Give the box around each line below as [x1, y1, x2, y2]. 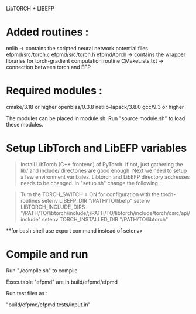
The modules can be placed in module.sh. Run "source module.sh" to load [6, 114, 185, 122]
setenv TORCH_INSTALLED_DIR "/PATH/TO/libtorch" [42, 216, 169, 223]
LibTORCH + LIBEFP [6, 5, 54, 12]
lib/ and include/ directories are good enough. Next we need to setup [20, 167, 187, 174]
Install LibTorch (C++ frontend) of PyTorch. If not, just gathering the [20, 161, 183, 168]
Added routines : [6, 26, 89, 39]
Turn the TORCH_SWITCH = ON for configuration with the [20, 190, 160, 198]
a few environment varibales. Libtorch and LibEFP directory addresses [20, 173, 190, 180]
